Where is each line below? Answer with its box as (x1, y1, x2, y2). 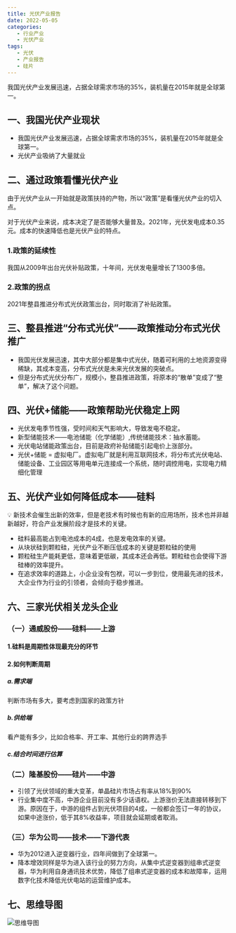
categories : (7, 23, 42, 30)
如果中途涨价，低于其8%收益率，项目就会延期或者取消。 (17, 813, 182, 822)
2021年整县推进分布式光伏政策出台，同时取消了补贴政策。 (7, 299, 176, 308)
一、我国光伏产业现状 (7, 114, 100, 126)
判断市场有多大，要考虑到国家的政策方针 (7, 696, 124, 705)
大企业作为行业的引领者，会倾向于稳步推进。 (17, 578, 147, 587)
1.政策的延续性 (7, 246, 56, 256)
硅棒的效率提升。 (17, 561, 67, 569)
